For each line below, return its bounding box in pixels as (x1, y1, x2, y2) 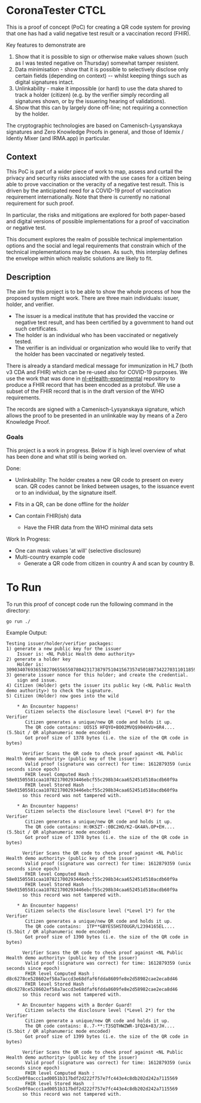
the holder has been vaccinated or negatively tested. (14, 350, 145, 357)
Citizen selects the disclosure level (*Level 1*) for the (25, 908, 175, 914)
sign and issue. (17, 677, 58, 683)
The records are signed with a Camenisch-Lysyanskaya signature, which (6, 405, 185, 413)
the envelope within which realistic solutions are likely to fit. (6, 254, 153, 262)
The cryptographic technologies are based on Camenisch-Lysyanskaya (6, 122, 182, 129)
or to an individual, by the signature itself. (14, 489, 117, 496)
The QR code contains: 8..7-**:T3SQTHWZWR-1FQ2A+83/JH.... (25, 1023, 175, 1029)
